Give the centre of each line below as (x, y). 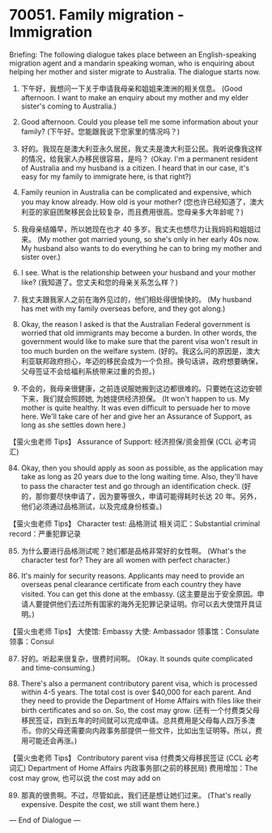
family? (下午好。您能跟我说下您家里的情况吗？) (100, 131)
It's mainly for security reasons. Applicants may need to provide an (133, 576)
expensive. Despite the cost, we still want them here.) (110, 804)
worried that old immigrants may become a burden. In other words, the (139, 333)
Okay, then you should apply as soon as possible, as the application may (142, 468)
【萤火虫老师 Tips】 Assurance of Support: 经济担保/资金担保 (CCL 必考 (129, 441)
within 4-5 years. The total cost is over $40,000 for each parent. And (136, 692)
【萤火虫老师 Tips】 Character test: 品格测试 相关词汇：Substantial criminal (135, 523)
